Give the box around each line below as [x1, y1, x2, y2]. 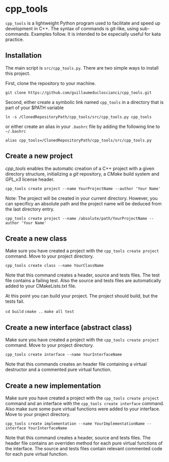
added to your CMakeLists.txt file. [5, 283, 77, 289]
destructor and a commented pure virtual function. [5, 367, 112, 373]
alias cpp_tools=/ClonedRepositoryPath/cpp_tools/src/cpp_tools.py [5, 138, 152, 143]
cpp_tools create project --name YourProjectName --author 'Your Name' [5, 186, 161, 191]
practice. [5, 36, 24, 43]
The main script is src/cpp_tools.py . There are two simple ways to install [5, 65, 159, 71]
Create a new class [5, 234, 67, 243]
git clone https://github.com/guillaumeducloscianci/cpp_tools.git [5, 90, 152, 95]
